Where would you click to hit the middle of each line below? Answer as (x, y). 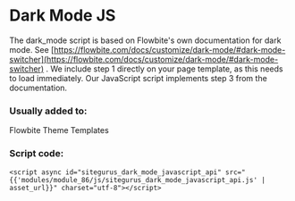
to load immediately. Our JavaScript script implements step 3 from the (139, 78)
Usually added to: (48, 111)
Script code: (37, 154)
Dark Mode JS (63, 16)
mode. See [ (32, 49)
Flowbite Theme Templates (59, 130)
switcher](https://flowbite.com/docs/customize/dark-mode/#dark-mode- (144, 59)
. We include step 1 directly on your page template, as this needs (164, 69)
